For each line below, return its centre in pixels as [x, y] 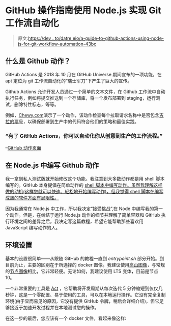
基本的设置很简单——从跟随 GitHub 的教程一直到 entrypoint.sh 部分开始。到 [85, 258]
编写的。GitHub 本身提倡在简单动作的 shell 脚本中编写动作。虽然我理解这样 [84, 185]
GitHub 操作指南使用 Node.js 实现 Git [83, 10]
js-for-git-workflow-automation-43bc [57, 44]
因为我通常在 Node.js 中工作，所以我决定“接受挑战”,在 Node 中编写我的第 [82, 209]
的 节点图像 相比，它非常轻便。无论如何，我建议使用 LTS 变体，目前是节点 [82, 271]
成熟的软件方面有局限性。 [32, 198]
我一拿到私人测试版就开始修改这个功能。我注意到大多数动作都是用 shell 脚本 [85, 179]
